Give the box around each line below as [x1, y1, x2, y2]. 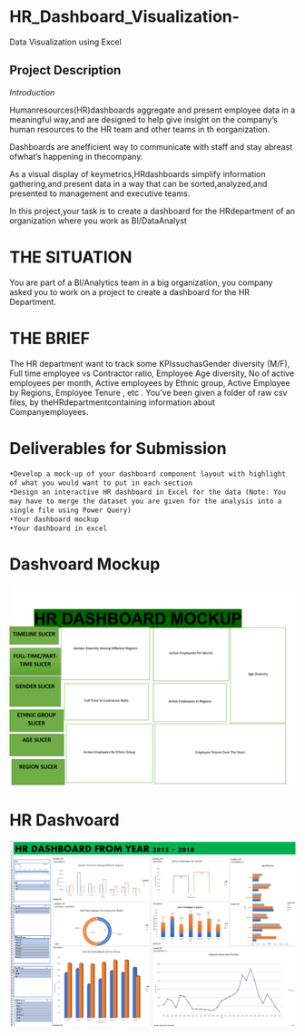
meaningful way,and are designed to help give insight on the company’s [9, 113, 279, 124]
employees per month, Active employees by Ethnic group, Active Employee [9, 377, 290, 388]
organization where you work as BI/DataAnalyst [9, 215, 188, 226]
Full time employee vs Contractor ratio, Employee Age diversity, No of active [9, 368, 295, 379]
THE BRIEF [9, 328, 91, 349]
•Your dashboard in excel [9, 524, 107, 533]
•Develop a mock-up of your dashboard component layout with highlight [9, 469, 286, 479]
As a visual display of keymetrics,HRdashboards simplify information [9, 168, 266, 179]
